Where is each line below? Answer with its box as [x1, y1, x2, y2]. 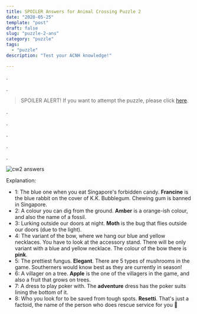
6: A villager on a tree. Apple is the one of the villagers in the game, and [14, 270, 190, 277]
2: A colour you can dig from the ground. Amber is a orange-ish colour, [14, 207, 188, 214]
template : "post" [6, 19, 49, 25]
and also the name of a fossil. [14, 213, 87, 220]
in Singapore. [14, 201, 47, 208]
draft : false [6, 25, 38, 31]
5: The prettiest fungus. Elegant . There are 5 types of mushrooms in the [14, 257, 190, 264]
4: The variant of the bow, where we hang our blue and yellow [14, 232, 166, 239]
